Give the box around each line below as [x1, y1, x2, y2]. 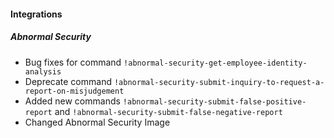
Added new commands [24, 95, 121, 107]
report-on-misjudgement [24, 86, 125, 96]
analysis [24, 66, 62, 77]
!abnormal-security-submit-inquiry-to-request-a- [113, 77, 325, 87]
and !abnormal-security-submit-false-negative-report [54, 105, 283, 117]
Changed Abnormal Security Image [24, 116, 171, 128]
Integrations [10, 8, 63, 20]
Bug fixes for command [24, 56, 122, 68]
